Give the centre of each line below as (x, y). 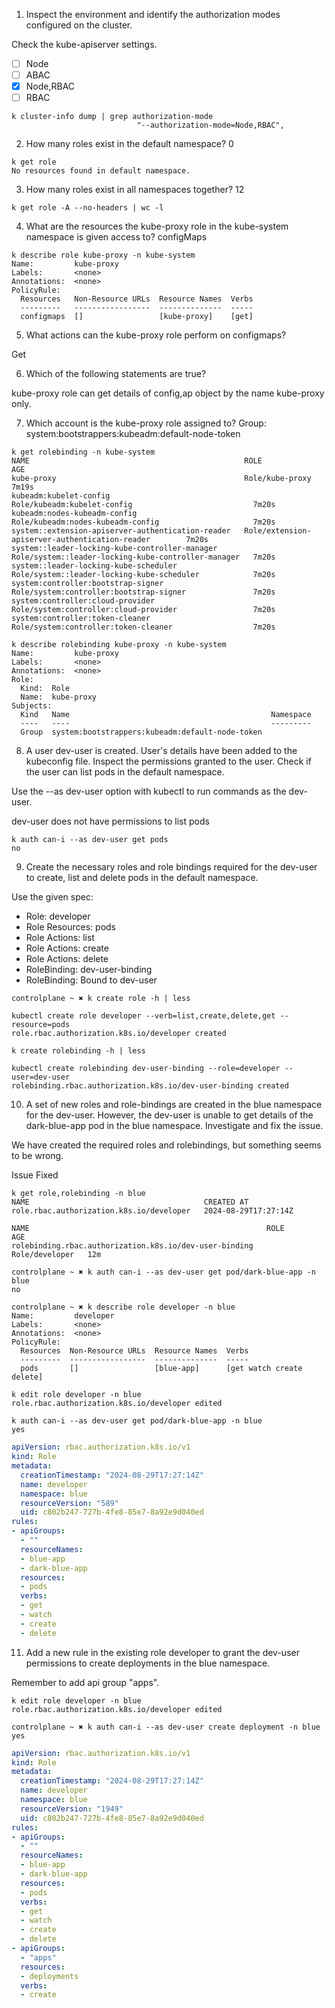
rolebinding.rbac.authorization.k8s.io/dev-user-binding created (150, 1086)
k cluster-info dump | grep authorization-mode (112, 117)
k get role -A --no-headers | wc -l (87, 208)
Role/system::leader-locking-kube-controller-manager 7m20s (143, 557)
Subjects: (32, 706)
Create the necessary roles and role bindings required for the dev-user (171, 867)
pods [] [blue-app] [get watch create (161, 1369)
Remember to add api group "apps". (85, 1682)
